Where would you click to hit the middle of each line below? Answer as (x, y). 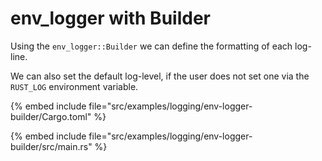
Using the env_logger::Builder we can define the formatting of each (151, 46)
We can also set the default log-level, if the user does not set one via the (160, 76)
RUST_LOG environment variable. (74, 86)
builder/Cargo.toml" (51, 116)
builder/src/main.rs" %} (59, 146)
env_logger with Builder (110, 18)
